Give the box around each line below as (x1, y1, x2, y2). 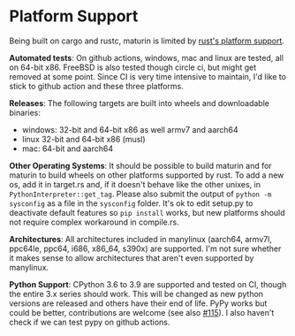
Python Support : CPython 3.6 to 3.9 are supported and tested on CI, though (9, 279, 287, 289)
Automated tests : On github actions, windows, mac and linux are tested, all (9, 52, 284, 63)
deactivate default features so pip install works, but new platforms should (9, 207, 285, 218)
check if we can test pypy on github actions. (9, 317, 170, 327)
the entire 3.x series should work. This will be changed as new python (9, 288, 263, 299)
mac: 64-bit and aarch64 (21, 143, 113, 154)
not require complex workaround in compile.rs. (9, 217, 179, 227)
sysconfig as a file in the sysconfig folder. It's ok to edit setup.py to (9, 197, 253, 209)
